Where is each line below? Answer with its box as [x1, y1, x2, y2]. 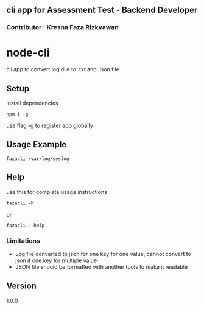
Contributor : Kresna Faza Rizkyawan [6, 23, 119, 32]
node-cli [6, 46, 50, 60]
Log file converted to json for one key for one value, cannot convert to [15, 250, 191, 257]
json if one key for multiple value [15, 257, 97, 264]
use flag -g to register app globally [6, 122, 93, 130]
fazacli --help [6, 222, 45, 229]
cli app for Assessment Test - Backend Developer [6, 5, 198, 15]
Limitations [6, 237, 41, 245]
